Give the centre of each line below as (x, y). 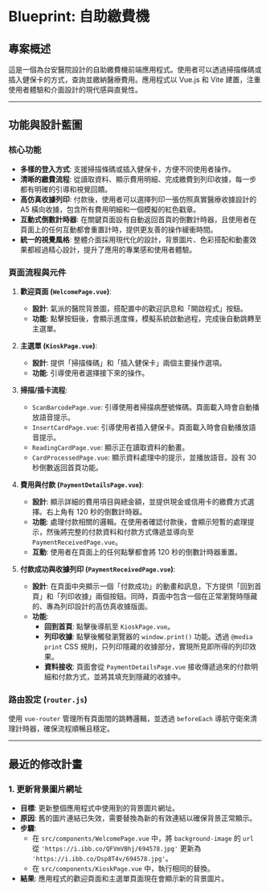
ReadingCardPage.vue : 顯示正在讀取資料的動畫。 (110, 447)
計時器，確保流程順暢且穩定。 (64, 728)
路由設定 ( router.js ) (48, 699)
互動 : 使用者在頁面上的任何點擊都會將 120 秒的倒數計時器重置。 (137, 551)
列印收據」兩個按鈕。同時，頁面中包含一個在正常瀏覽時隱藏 (159, 596)
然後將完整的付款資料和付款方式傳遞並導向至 (120, 531)
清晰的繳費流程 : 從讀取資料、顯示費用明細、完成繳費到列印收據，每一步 (138, 179)
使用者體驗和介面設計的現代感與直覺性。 (75, 90)
